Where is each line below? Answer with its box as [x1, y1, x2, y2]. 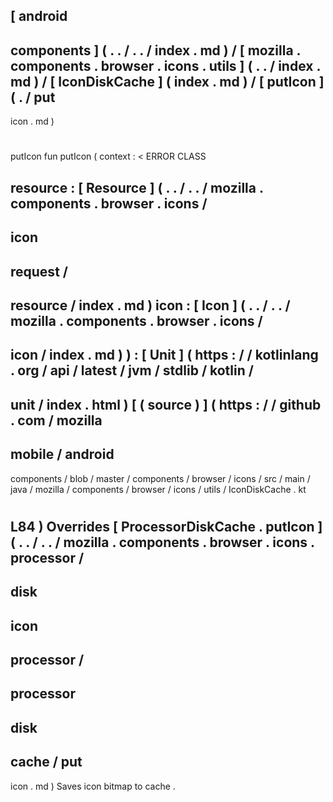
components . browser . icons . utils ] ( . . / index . [10, 57, 321, 74]
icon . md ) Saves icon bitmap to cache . [10, 780, 176, 792]
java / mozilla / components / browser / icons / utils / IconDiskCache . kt [10, 483, 307, 495]
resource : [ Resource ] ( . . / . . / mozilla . [10, 179, 264, 196]
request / [10, 263, 68, 280]
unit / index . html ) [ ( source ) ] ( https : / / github [10, 396, 322, 413]
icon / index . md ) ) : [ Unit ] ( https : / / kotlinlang [10, 347, 319, 364]
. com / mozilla [10, 412, 103, 429]
